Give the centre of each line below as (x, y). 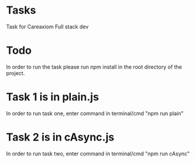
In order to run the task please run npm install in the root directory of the (94, 67)
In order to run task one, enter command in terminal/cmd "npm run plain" (95, 113)
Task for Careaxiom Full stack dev (47, 27)
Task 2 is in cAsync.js (60, 137)
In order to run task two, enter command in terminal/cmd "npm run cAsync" (98, 154)
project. (16, 73)
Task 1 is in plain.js (53, 97)
